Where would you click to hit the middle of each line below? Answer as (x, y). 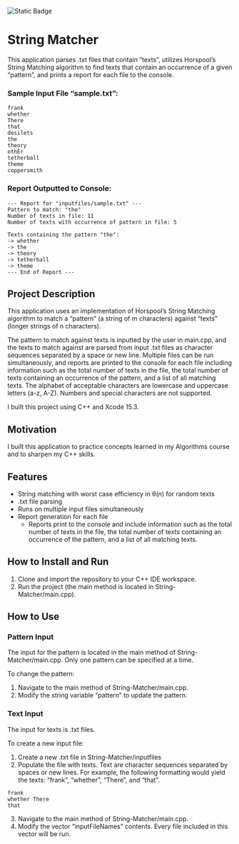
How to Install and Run (58, 562)
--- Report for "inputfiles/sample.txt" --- (75, 204)
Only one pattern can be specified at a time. (129, 660)
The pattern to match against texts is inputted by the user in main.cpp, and (117, 340)
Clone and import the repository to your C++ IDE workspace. (107, 579)
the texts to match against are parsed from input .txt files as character (110, 348)
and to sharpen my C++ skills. (51, 454)
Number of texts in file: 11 (51, 216)
